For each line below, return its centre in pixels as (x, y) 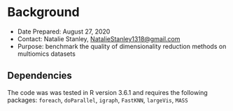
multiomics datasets (46, 54)
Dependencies (40, 76)
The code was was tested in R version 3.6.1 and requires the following (107, 92)
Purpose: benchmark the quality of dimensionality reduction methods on (122, 46)
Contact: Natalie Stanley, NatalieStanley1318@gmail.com (99, 38)
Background (43, 12)
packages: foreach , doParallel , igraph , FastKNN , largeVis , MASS (98, 100)
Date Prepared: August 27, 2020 (64, 31)
